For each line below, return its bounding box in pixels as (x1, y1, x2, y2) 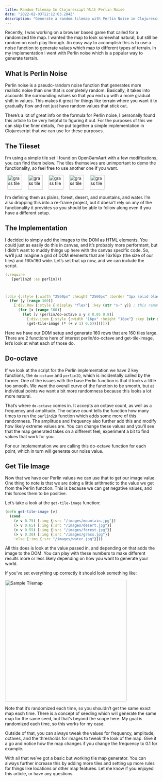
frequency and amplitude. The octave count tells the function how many (5, 408, 149, 413)
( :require (5, 272, 25, 277)
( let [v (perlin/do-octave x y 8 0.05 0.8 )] (22, 312, 114, 317)
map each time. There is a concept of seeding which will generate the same (5, 710, 157, 716)
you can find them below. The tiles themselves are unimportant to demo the (5, 160, 156, 166)
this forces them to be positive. (5, 491, 67, 497)
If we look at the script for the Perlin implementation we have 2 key (5, 367, 139, 373)
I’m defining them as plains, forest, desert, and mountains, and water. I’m (5, 195, 150, 200)
